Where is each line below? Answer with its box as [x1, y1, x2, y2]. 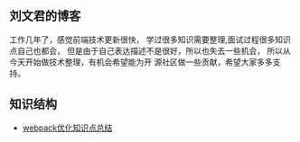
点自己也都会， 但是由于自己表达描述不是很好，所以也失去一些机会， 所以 [9, 45, 283, 56]
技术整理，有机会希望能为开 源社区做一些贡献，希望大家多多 [48, 57, 273, 67]
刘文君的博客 [9, 8, 81, 24]
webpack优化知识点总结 [22, 122, 113, 133]
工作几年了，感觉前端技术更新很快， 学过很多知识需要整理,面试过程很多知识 [9, 34, 291, 45]
